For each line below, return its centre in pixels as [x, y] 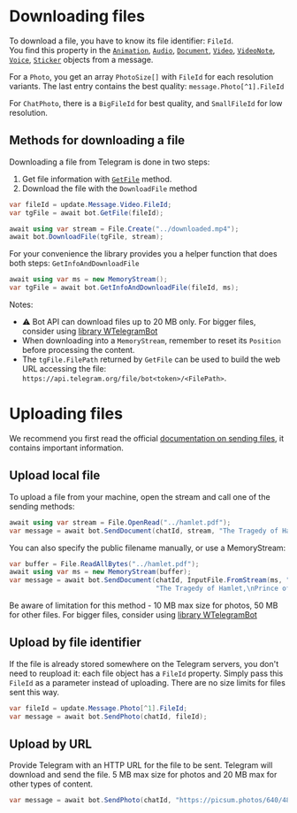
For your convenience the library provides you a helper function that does [143, 254]
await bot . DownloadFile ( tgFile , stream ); [87, 237]
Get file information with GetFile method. [97, 179]
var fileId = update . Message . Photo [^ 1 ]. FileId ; [99, 708]
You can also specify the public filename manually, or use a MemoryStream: [148, 548]
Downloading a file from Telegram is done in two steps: [110, 162]
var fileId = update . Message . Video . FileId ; [91, 204]
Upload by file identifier [75, 643]
